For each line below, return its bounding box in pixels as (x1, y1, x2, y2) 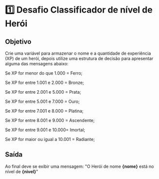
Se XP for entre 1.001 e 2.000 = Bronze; (5, 80, 84, 85)
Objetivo (5, 38, 32, 46)
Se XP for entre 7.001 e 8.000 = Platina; (5, 108, 84, 114)
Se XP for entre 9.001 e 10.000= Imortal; (5, 127, 86, 133)
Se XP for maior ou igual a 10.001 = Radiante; (5, 137, 95, 142)
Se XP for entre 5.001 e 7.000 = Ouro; (5, 99, 80, 104)
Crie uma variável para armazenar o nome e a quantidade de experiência (5, 50, 151, 56)
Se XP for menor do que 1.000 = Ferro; (5, 70, 83, 76)
